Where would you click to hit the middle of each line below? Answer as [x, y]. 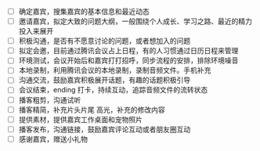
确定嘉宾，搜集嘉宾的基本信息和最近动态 [84, 11]
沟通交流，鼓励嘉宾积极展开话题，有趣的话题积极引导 [105, 80]
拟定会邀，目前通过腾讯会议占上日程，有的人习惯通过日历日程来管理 [128, 51]
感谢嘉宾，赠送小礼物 [53, 138]
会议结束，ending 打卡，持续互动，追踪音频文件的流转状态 [113, 90]
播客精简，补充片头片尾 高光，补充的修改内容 [92, 110]
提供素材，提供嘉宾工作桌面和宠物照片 [80, 119]
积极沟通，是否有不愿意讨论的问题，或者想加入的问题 [105, 41]
